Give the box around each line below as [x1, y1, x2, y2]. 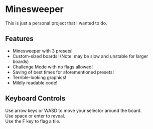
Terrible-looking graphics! [12, 74, 67, 80]
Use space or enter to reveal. [5, 112, 65, 118]
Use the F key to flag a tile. [5, 118, 61, 124]
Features [5, 34, 34, 43]
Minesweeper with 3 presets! [12, 47, 73, 53]
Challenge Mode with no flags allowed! [12, 63, 93, 69]
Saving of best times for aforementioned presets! [12, 69, 114, 75]
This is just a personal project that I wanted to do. [5, 20, 107, 26]
